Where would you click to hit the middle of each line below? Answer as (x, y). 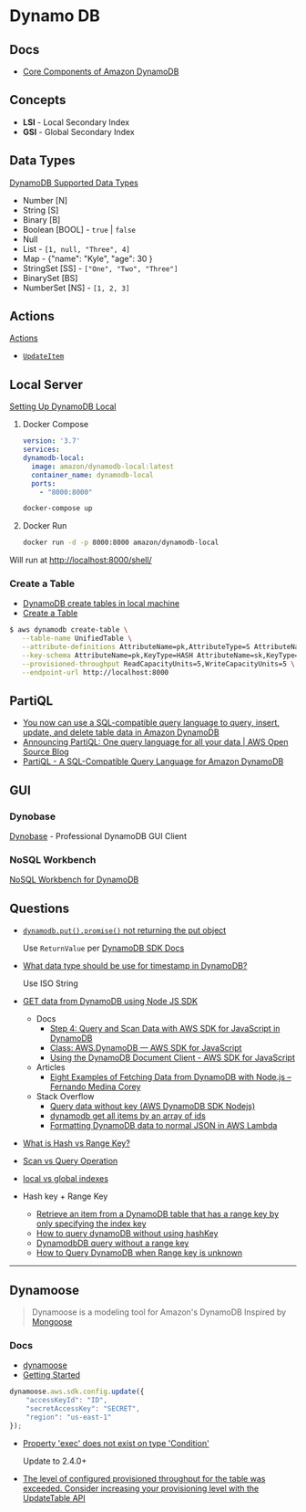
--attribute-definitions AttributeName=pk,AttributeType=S (136, 647)
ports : (44, 483)
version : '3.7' (51, 441)
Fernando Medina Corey (95, 1087)
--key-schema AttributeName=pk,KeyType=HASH (107, 656)
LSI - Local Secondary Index (76, 122)
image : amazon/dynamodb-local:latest (103, 467)
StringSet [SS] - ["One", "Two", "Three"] (100, 268)
